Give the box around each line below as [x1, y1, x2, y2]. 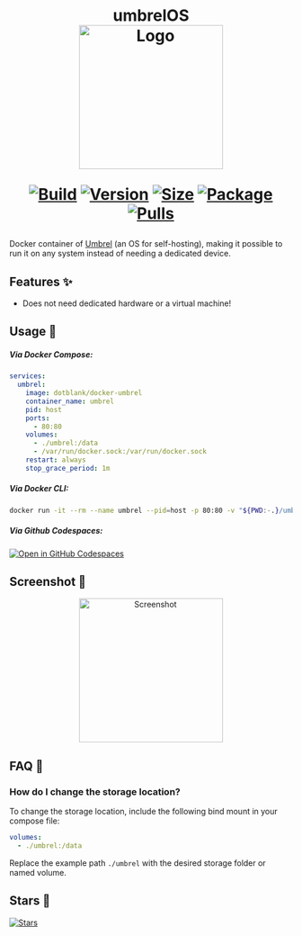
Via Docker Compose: [9, 348, 93, 360]
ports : [25, 413, 50, 423]
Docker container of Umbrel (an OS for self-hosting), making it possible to [9, 238, 283, 249]
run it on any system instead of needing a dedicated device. [9, 248, 232, 259]
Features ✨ [9, 274, 73, 289]
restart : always [25, 455, 87, 464]
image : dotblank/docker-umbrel [25, 389, 143, 398]
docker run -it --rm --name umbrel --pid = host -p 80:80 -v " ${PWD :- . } [9, 506, 280, 515]
